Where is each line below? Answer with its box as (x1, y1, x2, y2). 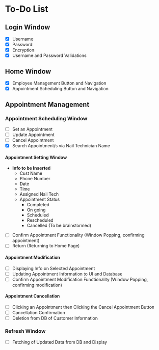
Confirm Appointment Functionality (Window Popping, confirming (12, 232, 145, 238)
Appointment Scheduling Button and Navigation (12, 86, 109, 92)
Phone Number (19, 176, 51, 182)
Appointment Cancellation (5, 293, 60, 299)
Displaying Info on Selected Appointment (12, 265, 95, 271)
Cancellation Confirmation (12, 310, 65, 316)
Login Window (5, 23, 50, 31)
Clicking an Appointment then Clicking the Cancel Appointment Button (12, 304, 155, 310)
